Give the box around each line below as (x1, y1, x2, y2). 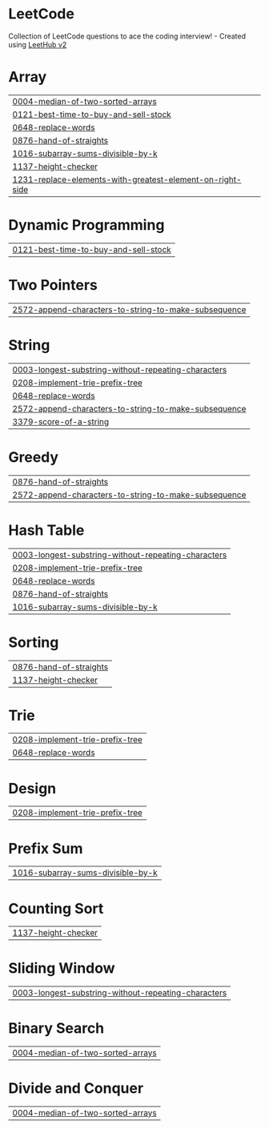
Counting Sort (8, 899, 104, 918)
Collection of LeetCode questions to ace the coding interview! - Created (8, 31, 247, 41)
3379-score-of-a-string (12, 416, 110, 427)
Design (8, 779, 57, 798)
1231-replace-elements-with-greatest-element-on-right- (12, 174, 242, 185)
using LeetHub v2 (8, 39, 67, 49)
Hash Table (8, 521, 85, 539)
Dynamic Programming (8, 216, 165, 235)
